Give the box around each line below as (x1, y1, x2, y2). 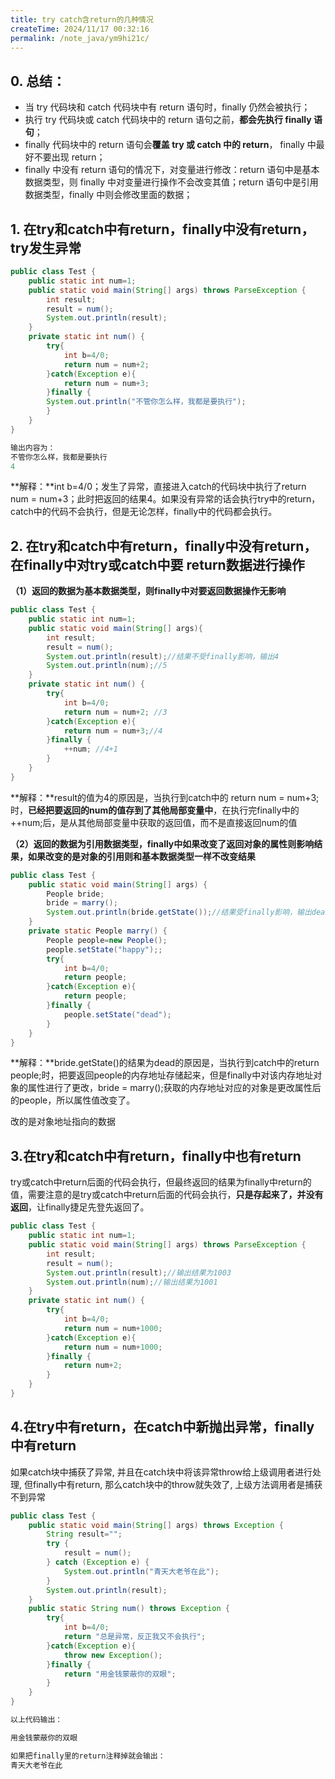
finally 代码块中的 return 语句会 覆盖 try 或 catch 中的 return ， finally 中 (24, 139, 317, 151)
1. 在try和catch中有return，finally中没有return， (10, 221, 315, 238)
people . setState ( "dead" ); (63, 1009, 172, 1020)
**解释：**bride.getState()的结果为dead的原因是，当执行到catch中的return (10, 1057, 320, 1069)
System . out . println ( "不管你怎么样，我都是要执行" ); (46, 397, 247, 407)
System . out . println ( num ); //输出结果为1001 (46, 1277, 218, 1287)
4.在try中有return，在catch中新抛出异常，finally (10, 1419, 315, 1436)
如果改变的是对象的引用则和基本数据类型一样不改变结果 (27, 850, 256, 862)
